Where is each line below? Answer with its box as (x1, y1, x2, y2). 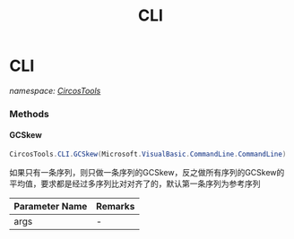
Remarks (95, 200, 135, 212)
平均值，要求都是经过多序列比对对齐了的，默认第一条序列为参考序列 (9, 178, 261, 189)
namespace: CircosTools (9, 85, 101, 96)
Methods (9, 107, 49, 120)
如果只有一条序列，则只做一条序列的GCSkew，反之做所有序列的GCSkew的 (9, 166, 285, 177)
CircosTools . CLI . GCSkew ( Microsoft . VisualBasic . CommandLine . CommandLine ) (9, 149, 287, 159)
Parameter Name (13, 200, 88, 212)
